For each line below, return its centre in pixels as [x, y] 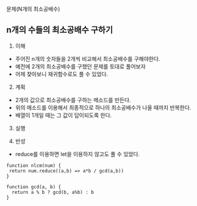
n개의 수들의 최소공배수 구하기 [60, 30]
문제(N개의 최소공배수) [33, 9]
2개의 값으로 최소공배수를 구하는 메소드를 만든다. [73, 100]
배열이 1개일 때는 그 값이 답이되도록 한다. [63, 115]
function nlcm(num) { [34, 165]
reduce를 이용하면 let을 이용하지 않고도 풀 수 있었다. [77, 154]
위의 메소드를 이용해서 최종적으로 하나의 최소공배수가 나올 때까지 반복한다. [103, 107]
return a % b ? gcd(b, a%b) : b [53, 192]
